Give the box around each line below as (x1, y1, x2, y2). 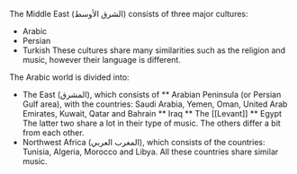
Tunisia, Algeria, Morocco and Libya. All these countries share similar (22, 146, 279, 157)
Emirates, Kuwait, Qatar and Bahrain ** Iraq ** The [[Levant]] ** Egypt (22, 109, 282, 118)
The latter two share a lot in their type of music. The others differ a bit (22, 117, 281, 128)
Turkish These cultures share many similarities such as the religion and (22, 45, 286, 56)
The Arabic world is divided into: (9, 72, 130, 83)
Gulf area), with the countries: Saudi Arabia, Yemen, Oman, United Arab (22, 99, 288, 109)
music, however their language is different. (22, 55, 182, 65)
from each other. (22, 127, 85, 138)
